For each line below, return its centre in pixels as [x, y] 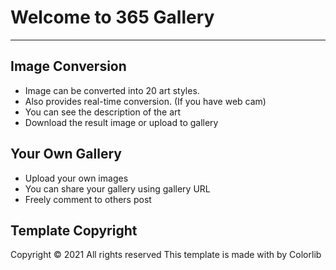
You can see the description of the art [103, 112]
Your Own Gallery [66, 154]
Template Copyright [74, 230]
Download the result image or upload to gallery [121, 122]
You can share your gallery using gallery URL [117, 188]
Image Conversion [68, 66]
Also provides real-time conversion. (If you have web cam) [145, 101]
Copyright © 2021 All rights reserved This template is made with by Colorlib [166, 255]
